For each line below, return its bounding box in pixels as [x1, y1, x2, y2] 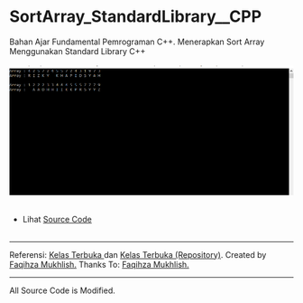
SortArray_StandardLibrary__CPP [9, 6, 262, 27]
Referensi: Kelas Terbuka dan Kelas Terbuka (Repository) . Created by [9, 249, 267, 260]
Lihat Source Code [22, 213, 92, 224]
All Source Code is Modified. [9, 285, 115, 296]
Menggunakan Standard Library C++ [9, 45, 146, 56]
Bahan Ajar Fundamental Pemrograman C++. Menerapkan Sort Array [9, 36, 265, 47]
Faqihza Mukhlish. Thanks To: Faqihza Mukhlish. [9, 259, 189, 270]
